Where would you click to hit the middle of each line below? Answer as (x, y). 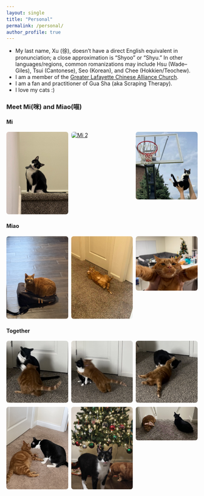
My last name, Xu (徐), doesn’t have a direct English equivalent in (96, 51)
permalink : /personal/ (35, 26)
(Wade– (178, 64)
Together (18, 331)
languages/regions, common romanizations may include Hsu (91, 64)
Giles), (23, 71)
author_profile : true (34, 32)
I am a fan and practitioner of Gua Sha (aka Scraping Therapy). (94, 84)
